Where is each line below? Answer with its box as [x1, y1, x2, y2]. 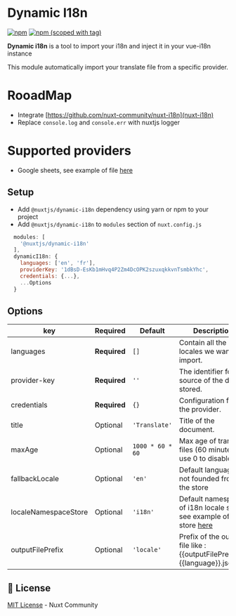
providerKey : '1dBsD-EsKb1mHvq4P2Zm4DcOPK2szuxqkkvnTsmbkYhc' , [20, 266, 209, 273]
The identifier [178, 367, 223, 376]
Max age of [178, 436, 216, 446]
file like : [178, 541, 206, 551]
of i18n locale [178, 503, 225, 513]
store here [178, 520, 213, 530]
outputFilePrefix [11, 545, 64, 555]
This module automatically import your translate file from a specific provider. [7, 63, 228, 71]
